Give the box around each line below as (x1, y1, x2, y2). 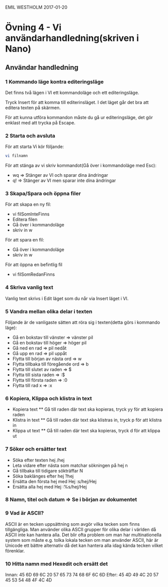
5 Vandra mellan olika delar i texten (5, 308, 93, 315)
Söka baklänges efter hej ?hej (12, 473, 74, 479)
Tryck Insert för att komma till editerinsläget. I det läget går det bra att (5, 99, 149, 105)
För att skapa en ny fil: (5, 201, 51, 207)
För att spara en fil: (5, 237, 44, 243)
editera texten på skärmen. (5, 104, 61, 110)
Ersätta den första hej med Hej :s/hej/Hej (12, 478, 97, 484)
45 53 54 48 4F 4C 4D (5, 577, 52, 583)
